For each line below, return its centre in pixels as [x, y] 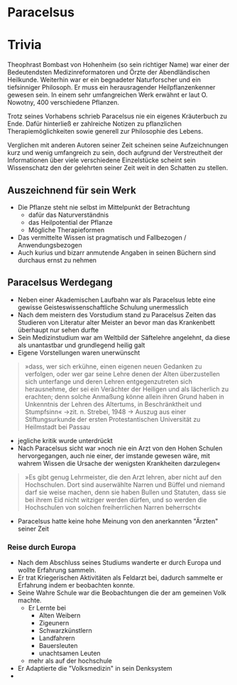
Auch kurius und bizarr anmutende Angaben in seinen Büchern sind [117, 253]
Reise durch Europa [42, 547]
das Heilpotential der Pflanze [70, 222]
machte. [29, 600]
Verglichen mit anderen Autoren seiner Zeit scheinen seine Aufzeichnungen [118, 145]
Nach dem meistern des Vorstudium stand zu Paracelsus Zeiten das [117, 314]
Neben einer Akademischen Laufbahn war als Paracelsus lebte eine [116, 299]
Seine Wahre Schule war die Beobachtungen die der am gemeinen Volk [122, 593]
